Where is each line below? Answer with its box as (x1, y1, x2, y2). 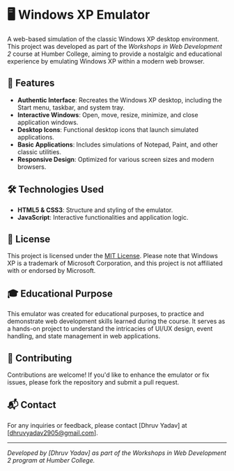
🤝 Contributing (7, 352, 72, 364)
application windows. (17, 118, 79, 126)
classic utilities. (17, 147, 61, 156)
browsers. (17, 163, 47, 171)
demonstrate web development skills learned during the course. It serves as (7, 317, 226, 326)
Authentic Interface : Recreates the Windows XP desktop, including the (17, 96, 223, 104)
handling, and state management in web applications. (7, 332, 161, 341)
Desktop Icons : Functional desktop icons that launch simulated (17, 125, 198, 134)
